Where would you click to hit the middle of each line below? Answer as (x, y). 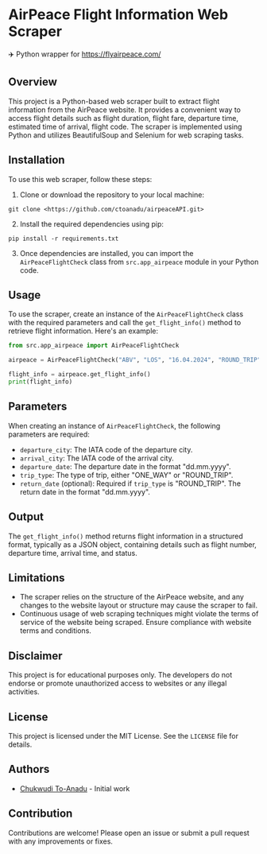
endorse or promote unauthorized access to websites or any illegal (118, 683)
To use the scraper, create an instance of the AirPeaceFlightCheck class (126, 314)
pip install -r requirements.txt (64, 239)
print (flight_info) (41, 382)
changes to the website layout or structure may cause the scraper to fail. (139, 605)
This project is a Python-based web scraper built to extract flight (114, 101)
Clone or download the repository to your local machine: (112, 194)
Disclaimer (35, 656)
